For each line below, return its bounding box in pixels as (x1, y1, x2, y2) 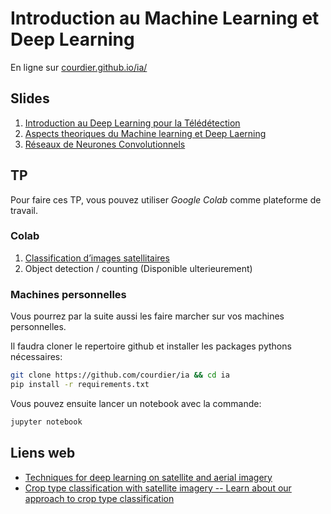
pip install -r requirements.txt (10, 380, 150, 390)
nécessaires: (10, 351, 63, 363)
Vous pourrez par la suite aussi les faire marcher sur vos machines (10, 310, 285, 322)
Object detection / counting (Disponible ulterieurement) (24, 262, 253, 274)
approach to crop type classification (24, 492, 175, 504)
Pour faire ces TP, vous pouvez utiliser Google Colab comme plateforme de (10, 193, 322, 206)
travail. (10, 204, 38, 216)
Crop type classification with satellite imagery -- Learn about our (24, 482, 292, 494)
